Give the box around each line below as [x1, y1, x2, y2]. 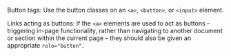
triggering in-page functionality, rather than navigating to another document [7, 27, 223, 35]
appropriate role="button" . [7, 41, 84, 49]
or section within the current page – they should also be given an [7, 34, 192, 42]
